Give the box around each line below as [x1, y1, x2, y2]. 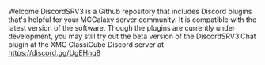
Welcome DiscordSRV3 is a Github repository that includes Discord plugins [8, 7, 252, 16]
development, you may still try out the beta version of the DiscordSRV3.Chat [8, 31, 256, 41]
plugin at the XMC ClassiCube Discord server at [8, 40, 165, 49]
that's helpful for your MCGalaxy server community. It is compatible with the [8, 15, 257, 24]
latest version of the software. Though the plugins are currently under [8, 23, 236, 32]
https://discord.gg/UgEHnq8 [8, 49, 101, 57]
